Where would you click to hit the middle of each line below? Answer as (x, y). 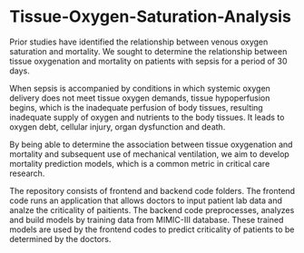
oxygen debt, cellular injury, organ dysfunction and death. (118, 126)
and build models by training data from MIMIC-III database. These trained (147, 219)
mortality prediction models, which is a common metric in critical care (140, 163)
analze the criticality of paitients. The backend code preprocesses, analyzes (152, 209)
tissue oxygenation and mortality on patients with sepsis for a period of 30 (148, 61)
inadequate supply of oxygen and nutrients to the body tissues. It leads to (147, 117)
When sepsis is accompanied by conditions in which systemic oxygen (140, 88)
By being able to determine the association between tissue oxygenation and (151, 144)
